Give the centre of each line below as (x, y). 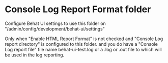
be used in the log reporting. (35, 55)
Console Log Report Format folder (78, 9)
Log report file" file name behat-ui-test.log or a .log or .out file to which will (83, 49)
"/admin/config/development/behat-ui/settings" (55, 28)
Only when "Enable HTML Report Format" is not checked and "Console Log (84, 39)
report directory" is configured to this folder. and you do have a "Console (81, 44)
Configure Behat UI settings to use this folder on (55, 23)
